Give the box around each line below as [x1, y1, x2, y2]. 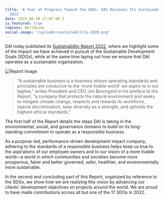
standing [5, 129, 23, 134]
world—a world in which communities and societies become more [5, 154, 138, 159]
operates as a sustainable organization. [5, 59, 84, 65]
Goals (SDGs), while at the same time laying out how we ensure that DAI [5, 54, 150, 59]
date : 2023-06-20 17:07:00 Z [5, 16, 64, 21]
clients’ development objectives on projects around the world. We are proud [5, 184, 158, 190]
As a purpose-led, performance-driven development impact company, [5, 138, 146, 144]
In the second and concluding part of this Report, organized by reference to [5, 174, 157, 179]
